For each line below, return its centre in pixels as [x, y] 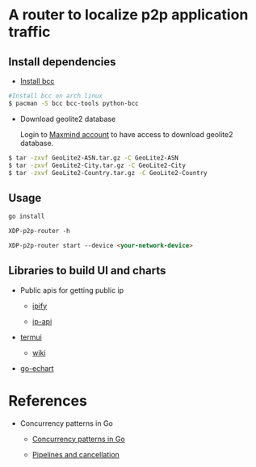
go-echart [37, 368]
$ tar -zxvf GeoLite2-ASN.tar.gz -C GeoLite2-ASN [94, 158]
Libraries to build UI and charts [87, 271]
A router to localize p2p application [128, 15]
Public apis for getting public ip [72, 290]
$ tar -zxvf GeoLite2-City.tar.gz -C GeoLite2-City [97, 165]
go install [27, 217]
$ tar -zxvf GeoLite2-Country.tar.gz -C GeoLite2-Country [108, 173]
